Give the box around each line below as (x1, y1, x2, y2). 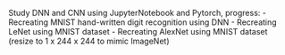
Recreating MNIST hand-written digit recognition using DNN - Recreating (8, 17, 278, 27)
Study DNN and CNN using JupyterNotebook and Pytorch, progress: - (8, 8, 267, 18)
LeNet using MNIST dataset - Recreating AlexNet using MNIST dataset (8, 27, 268, 36)
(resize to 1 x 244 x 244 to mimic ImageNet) (8, 35, 171, 46)
